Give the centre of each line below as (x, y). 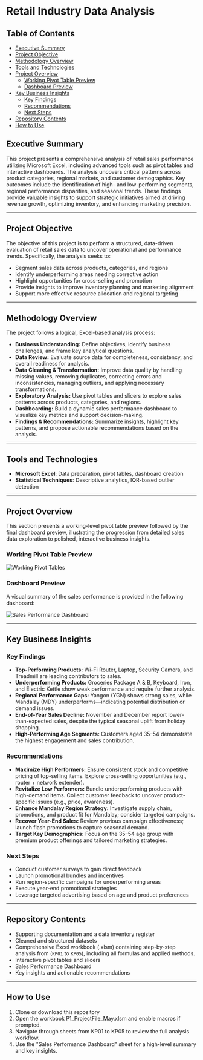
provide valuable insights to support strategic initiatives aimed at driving (96, 197)
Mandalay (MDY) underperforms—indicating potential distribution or (100, 702)
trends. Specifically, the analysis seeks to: (58, 256)
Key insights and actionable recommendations (72, 972)
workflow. (27, 1038)
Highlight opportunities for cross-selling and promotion (83, 280)
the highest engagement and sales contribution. (75, 740)
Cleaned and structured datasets (56, 940)
